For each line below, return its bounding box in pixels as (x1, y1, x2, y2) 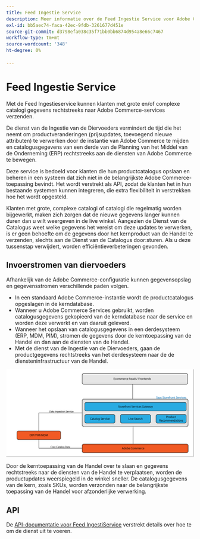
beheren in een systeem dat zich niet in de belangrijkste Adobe (6, 174, 161, 181)
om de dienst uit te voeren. (6, 528, 72, 535)
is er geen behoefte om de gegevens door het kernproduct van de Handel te (6, 230, 193, 237)
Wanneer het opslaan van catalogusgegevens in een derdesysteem (14, 326, 180, 333)
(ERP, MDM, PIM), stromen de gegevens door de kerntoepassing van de (14, 332, 192, 339)
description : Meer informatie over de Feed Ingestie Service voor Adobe (6, 16, 190, 22)
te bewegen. (6, 156, 37, 163)
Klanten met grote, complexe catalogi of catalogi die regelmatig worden (6, 204, 182, 212)
